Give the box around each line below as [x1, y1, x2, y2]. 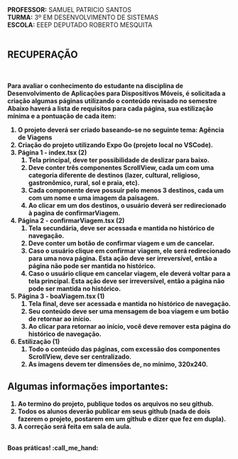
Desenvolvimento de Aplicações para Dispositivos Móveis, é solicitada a [7, 89, 226, 97]
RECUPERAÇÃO [7, 48, 78, 61]
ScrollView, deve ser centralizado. [28, 352, 132, 361]
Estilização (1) [17, 337, 60, 346]
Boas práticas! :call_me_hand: [7, 443, 99, 452]
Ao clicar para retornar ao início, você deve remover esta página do [28, 322, 231, 330]
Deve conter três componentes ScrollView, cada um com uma [28, 163, 215, 172]
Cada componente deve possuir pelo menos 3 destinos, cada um [28, 186, 224, 194]
